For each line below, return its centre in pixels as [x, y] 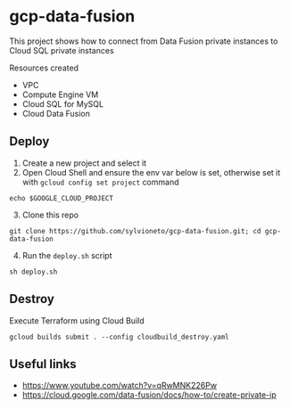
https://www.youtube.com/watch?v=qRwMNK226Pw [119, 386]
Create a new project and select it [84, 163]
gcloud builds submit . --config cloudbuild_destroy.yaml [119, 337]
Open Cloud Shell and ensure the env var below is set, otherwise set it [151, 172]
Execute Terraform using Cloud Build [77, 320]
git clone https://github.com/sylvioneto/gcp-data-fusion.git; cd [135, 231]
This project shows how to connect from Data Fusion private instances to [144, 41]
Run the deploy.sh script [67, 255]
